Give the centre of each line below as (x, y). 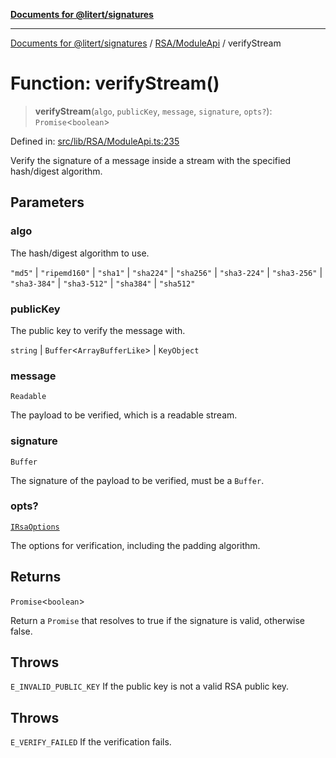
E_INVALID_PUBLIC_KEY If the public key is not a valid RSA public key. (150, 686)
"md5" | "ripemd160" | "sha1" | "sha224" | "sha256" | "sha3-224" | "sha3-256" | (166, 272)
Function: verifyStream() (115, 83)
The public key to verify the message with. (98, 330)
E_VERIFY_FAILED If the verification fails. (91, 742)
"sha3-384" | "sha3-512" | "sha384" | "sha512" (103, 283)
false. (21, 631)
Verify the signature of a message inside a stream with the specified (151, 160)
